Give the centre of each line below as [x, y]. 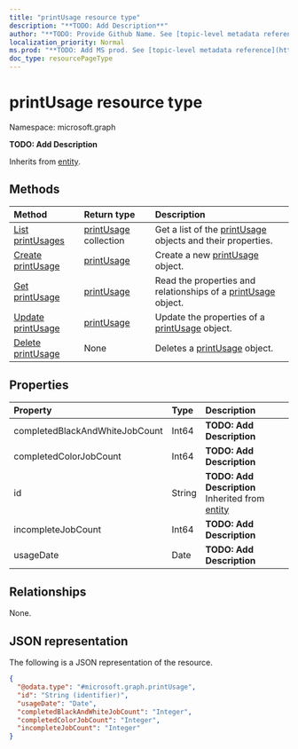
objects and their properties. [214, 240]
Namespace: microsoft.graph [63, 127]
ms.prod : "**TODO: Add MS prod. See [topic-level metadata [121, 51]
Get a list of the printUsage [211, 229]
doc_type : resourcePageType [61, 59]
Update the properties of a [210, 317]
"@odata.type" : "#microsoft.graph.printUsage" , [107, 687]
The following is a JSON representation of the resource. [111, 663]
